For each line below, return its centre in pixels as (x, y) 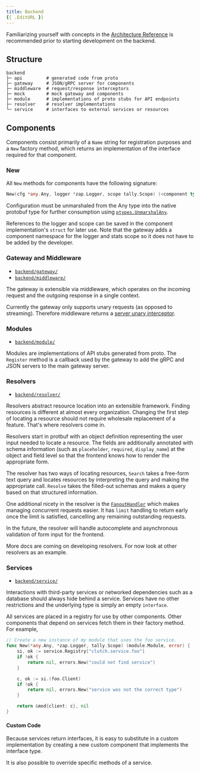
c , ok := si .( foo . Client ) (49, 679)
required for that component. (42, 155)
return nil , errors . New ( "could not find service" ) (92, 662)
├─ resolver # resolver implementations (61, 104)
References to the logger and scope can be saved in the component (90, 224)
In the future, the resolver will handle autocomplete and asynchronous (92, 528)
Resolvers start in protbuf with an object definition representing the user (95, 437)
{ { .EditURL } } (25, 17)
